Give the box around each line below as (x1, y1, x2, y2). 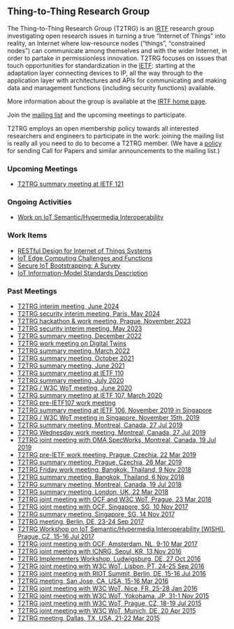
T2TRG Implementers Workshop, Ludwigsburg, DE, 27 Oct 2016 (17, 555, 201, 563)
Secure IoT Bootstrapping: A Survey (17, 261, 121, 270)
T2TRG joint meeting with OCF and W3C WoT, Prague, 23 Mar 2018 (17, 496, 212, 503)
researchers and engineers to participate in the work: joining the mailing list (7, 131, 225, 140)
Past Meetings (7, 286, 57, 296)
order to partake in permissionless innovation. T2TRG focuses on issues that (7, 54, 228, 62)
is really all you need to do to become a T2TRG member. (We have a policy (7, 139, 222, 147)
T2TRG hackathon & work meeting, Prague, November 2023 (17, 317, 191, 325)
